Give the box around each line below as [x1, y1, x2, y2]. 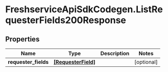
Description [100, 50, 130, 57]
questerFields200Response [5, 14, 126, 26]
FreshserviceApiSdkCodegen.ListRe [5, 4, 163, 15]
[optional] [134, 59, 158, 65]
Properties [5, 35, 40, 43]
